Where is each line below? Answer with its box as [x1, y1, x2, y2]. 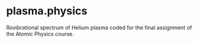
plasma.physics [6, 4, 88, 18]
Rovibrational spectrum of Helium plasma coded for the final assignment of [6, 24, 193, 31]
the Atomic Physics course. [6, 30, 74, 37]
